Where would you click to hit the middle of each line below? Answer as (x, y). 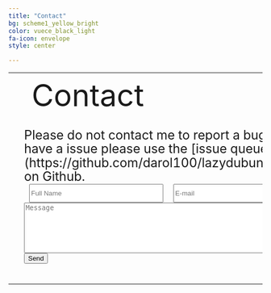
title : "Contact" (38, 16)
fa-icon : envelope (39, 38)
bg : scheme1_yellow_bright (54, 23)
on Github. (54, 177)
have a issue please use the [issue (125, 149)
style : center (32, 46)
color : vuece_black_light (52, 31)
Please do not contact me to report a (132, 135)
